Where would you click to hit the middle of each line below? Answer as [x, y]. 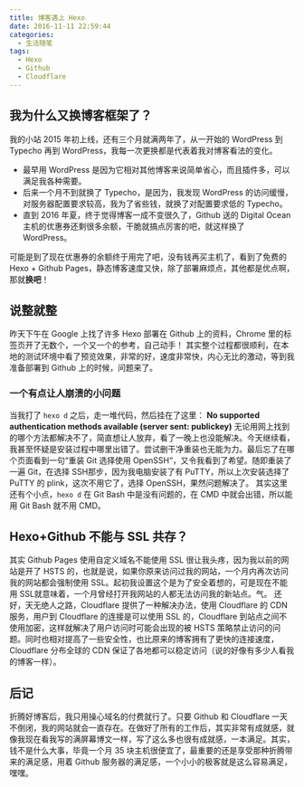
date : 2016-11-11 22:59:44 [60, 26]
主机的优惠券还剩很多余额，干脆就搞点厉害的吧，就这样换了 [133, 226]
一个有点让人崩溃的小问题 [65, 393]
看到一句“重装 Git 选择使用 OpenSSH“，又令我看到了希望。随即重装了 [162, 460]
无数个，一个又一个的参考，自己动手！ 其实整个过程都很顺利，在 [161, 346]
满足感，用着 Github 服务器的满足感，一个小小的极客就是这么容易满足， [158, 762]
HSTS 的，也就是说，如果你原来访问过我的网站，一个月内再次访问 [166, 572]
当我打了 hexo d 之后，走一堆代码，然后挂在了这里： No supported [135, 415]
